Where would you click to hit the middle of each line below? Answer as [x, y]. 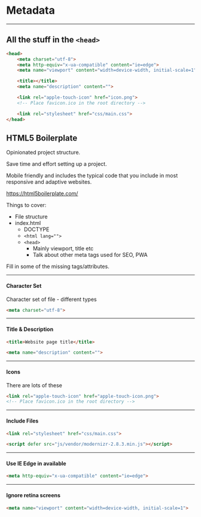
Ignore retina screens [33, 495]
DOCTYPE [36, 229]
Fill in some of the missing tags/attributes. [58, 266]
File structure [31, 217]
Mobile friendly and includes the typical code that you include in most [92, 176]
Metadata [31, 10]
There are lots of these [34, 385]
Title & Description [30, 329]
